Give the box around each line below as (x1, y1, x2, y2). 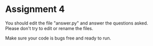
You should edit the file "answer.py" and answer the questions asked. (5, 20, 148, 26)
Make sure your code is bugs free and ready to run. (5, 35, 111, 41)
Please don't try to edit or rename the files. (5, 25, 93, 31)
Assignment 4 (5, 3, 65, 15)
